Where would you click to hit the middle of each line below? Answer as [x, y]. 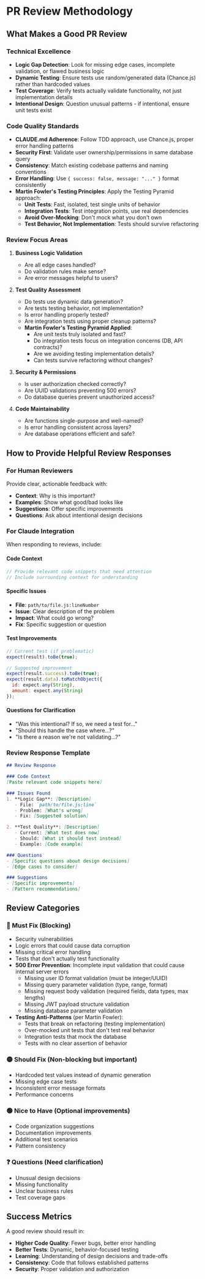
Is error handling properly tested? [66, 315]
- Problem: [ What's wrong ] [49, 810]
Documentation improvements [53, 1133]
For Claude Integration [40, 531]
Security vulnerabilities [44, 939]
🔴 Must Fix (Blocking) [39, 926]
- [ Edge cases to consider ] [42, 867]
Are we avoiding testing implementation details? [94, 354]
